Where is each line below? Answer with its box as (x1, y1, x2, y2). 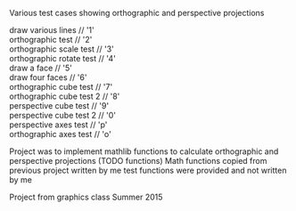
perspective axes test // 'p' (9, 119, 108, 130)
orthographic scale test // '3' (9, 44, 114, 54)
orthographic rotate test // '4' (9, 53, 116, 63)
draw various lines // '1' (9, 25, 95, 35)
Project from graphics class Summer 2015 (9, 191, 163, 202)
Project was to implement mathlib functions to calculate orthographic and (9, 146, 279, 157)
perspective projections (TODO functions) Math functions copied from (9, 156, 267, 166)
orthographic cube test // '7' (9, 82, 113, 92)
